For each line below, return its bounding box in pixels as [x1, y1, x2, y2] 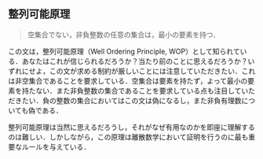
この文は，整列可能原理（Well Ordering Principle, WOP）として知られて [8, 46, 241, 56]
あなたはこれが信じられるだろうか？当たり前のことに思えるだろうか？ [21, 56, 248, 65]
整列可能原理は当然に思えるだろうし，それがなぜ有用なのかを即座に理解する [8, 122, 255, 131]
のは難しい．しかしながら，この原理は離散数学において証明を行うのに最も [8, 132, 249, 142]
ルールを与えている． [21, 142, 91, 151]
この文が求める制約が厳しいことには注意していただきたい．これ [49, 66, 256, 76]
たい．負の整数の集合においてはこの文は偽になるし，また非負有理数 [21, 95, 242, 105]
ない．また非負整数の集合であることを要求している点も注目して [35, 86, 242, 95]
